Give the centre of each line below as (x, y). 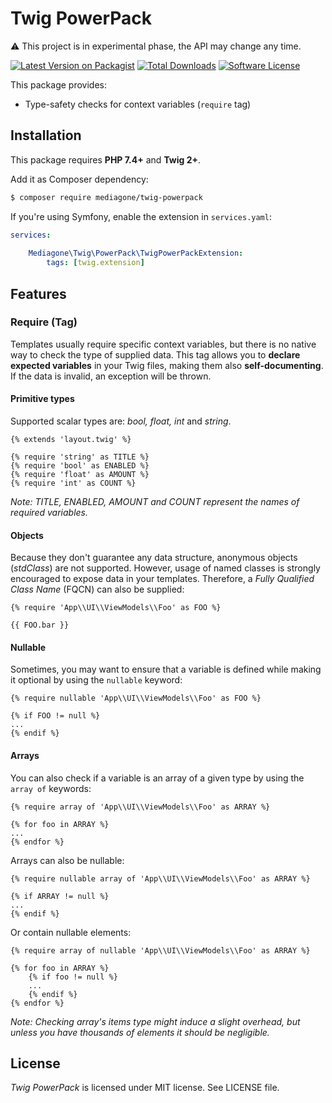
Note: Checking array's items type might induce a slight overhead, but (155, 1021)
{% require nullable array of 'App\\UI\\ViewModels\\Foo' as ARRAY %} (160, 878)
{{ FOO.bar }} (40, 625)
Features (38, 293)
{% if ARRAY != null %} (60, 896)
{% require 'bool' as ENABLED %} (80, 466)
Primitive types (42, 399)
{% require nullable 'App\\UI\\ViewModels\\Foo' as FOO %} (136, 698)
